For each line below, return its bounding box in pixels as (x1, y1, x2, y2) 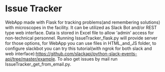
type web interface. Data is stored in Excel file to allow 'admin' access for (5, 30, 154, 36)
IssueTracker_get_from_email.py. (5, 61, 71, 67)
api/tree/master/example (5, 56, 55, 62)
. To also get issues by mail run (55, 56, 118, 62)
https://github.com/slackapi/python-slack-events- (35, 50, 137, 57)
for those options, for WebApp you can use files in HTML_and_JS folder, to (5, 40, 157, 46)
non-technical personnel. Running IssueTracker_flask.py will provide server (5, 35, 158, 41)
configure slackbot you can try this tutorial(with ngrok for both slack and (5, 45, 152, 51)
